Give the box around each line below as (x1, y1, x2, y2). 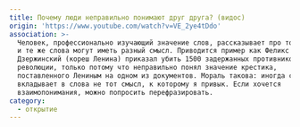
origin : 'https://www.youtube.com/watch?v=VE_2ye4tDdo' (9, 21, 221, 30)
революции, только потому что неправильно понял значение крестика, (17, 63, 278, 72)
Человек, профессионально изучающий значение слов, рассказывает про (17, 38, 281, 47)
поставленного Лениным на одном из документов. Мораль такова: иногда (17, 72, 286, 80)
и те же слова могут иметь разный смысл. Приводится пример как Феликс (17, 47, 290, 55)
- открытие (17, 105, 58, 114)
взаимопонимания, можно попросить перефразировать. (17, 88, 214, 97)
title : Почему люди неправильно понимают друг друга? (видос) (9, 13, 246, 22)
